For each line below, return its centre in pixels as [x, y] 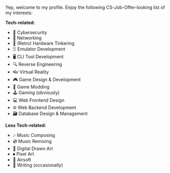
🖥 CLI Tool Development [38, 56]
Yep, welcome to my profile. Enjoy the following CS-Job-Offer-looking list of [85, 7]
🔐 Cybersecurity [30, 32]
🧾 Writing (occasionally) [38, 165]
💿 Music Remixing [32, 141]
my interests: [19, 13]
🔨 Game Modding [31, 87]
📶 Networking [27, 38]
